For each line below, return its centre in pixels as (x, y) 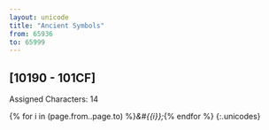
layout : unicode (39, 17)
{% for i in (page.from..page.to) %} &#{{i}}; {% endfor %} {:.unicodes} (135, 117)
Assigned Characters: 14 (54, 99)
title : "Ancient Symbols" (57, 26)
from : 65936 (31, 34)
